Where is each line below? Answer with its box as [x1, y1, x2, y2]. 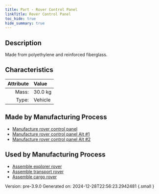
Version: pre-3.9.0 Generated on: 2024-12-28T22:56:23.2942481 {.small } [5, 183, 155, 189]
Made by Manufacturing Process [5, 113, 107, 121]
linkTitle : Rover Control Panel [5, 12, 71, 17]
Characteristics [5, 66, 54, 74]
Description [5, 39, 42, 47]
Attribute [7, 80, 29, 87]
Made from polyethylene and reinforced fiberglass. [5, 52, 108, 58]
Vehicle [33, 96, 51, 103]
